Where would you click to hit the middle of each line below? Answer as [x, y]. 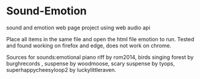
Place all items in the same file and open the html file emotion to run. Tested [100, 39]
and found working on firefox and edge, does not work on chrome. [89, 45]
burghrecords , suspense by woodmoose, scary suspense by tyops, [91, 63]
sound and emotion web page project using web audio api [78, 28]
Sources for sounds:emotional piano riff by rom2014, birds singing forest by [100, 57]
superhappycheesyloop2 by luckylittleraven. [61, 69]
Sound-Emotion [47, 11]
